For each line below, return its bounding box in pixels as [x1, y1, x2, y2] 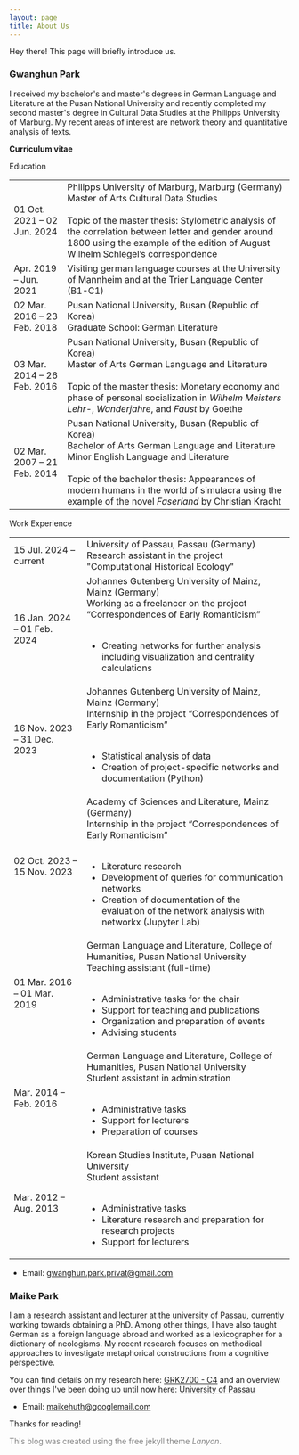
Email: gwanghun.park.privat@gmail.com [21, 1267, 174, 1278]
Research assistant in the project [85, 549, 224, 562]
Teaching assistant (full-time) [85, 961, 212, 974]
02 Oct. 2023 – [13, 854, 78, 867]
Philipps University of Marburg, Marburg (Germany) [67, 180, 283, 193]
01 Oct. [13, 202, 45, 215]
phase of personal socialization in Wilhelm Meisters [67, 391, 282, 404]
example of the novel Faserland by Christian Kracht [67, 495, 282, 507]
